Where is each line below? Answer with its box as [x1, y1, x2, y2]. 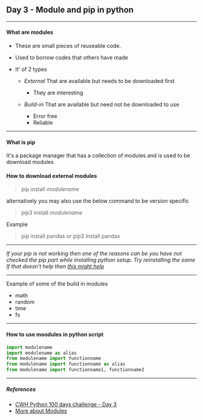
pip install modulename [21, 186, 80, 193]
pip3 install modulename [21, 209, 83, 217]
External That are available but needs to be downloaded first [24, 77, 175, 85]
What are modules [6, 28, 53, 36]
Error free [33, 113, 57, 120]
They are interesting [33, 89, 83, 96]
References [6, 386, 36, 393]
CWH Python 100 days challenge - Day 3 [14, 401, 117, 408]
